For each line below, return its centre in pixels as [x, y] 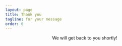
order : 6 [14, 24]
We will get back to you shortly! [85, 38]
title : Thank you [23, 14]
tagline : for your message [34, 19]
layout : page [19, 10]
